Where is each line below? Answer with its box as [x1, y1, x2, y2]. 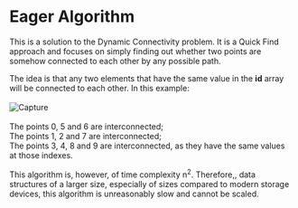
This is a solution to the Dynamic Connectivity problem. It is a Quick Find [9, 36, 280, 47]
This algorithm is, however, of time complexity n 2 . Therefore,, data [9, 167, 256, 180]
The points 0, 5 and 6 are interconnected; [9, 120, 164, 132]
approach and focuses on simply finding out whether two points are [9, 45, 262, 56]
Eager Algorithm [9, 6, 135, 27]
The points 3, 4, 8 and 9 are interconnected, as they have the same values [9, 140, 285, 151]
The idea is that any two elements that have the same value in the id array [9, 72, 284, 83]
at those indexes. [9, 149, 74, 160]
